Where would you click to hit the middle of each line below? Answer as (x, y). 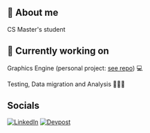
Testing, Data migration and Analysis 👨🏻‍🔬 (66, 84)
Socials (24, 106)
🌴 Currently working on (58, 51)
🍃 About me (33, 13)
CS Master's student (36, 29)
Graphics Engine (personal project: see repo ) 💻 (75, 68)
